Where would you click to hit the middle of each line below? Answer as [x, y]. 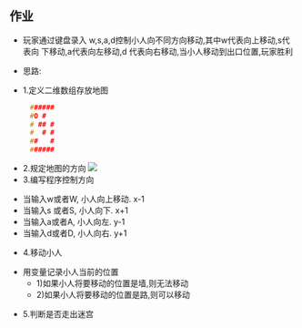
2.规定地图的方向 [54, 169]
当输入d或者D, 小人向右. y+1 [75, 233]
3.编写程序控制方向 [58, 179]
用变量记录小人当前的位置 [70, 272]
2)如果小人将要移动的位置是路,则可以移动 [113, 295]
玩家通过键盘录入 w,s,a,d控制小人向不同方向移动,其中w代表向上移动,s [152, 40]
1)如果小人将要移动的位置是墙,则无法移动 [112, 283]
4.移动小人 [42, 252]
